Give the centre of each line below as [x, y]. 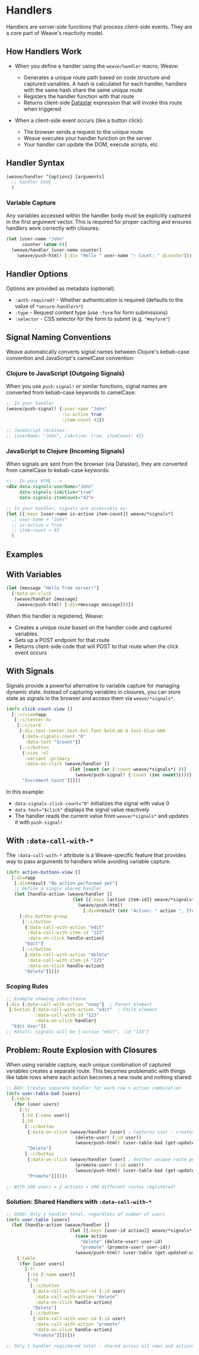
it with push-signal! [39, 822]
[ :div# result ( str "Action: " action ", [133, 911]
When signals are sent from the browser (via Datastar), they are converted [97, 464]
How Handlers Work [44, 52]
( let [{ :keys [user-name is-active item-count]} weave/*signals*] [90, 514]
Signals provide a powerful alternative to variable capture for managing [93, 685]
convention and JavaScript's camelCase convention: [70, 358]
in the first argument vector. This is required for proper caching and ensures [99, 222]
